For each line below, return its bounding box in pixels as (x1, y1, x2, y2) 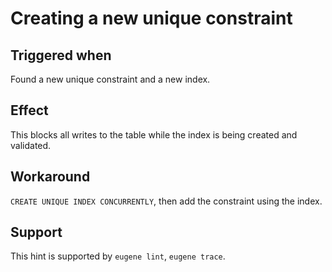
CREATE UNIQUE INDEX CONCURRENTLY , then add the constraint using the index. (10, 195, 323, 207)
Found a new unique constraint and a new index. (10, 73, 211, 85)
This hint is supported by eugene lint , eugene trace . (10, 250, 226, 262)
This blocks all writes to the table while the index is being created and (10, 128, 298, 141)
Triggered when (10, 47, 112, 64)
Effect (10, 102, 49, 119)
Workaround (10, 168, 91, 186)
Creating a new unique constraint (10, 7, 293, 30)
